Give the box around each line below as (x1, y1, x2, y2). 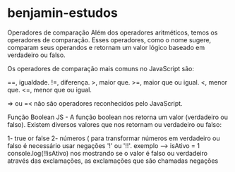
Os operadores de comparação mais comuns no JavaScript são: (7, 64, 194, 73)
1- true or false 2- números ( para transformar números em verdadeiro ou (7, 134, 220, 142)
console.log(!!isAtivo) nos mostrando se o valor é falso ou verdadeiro (7, 149, 208, 157)
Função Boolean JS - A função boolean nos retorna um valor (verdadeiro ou (7, 113, 228, 121)
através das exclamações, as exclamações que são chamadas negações (7, 156, 219, 165)
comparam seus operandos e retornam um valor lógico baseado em (7, 43, 205, 51)
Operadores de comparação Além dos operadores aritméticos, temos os (7, 28, 218, 37)
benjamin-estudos (7, 5, 118, 21)
